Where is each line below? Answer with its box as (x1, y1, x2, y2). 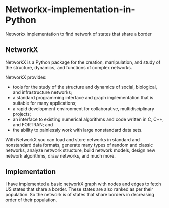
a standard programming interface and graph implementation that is (12, 94, 154, 100)
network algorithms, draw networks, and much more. (5, 152, 116, 159)
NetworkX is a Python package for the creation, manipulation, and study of (5, 59, 161, 65)
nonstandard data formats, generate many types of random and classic (5, 142, 153, 148)
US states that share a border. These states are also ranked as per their (5, 186, 154, 192)
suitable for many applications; (12, 100, 77, 106)
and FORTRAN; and (12, 121, 53, 127)
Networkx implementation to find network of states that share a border (5, 31, 152, 37)
